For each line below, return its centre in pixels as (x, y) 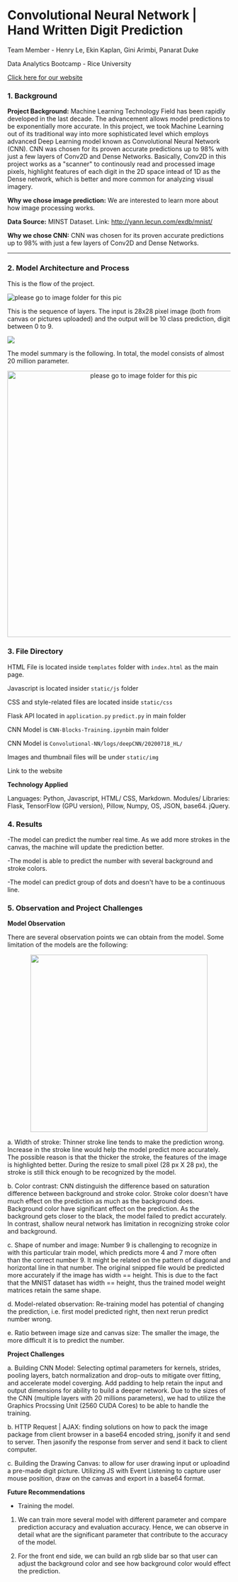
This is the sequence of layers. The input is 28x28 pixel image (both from (114, 311)
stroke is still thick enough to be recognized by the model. (92, 1172)
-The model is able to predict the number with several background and (110, 861)
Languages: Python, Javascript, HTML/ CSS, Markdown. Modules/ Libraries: (119, 798)
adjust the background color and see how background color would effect (124, 1564)
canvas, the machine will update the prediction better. (86, 847)
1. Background (33, 96)
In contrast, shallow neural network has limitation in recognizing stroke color (119, 1224)
